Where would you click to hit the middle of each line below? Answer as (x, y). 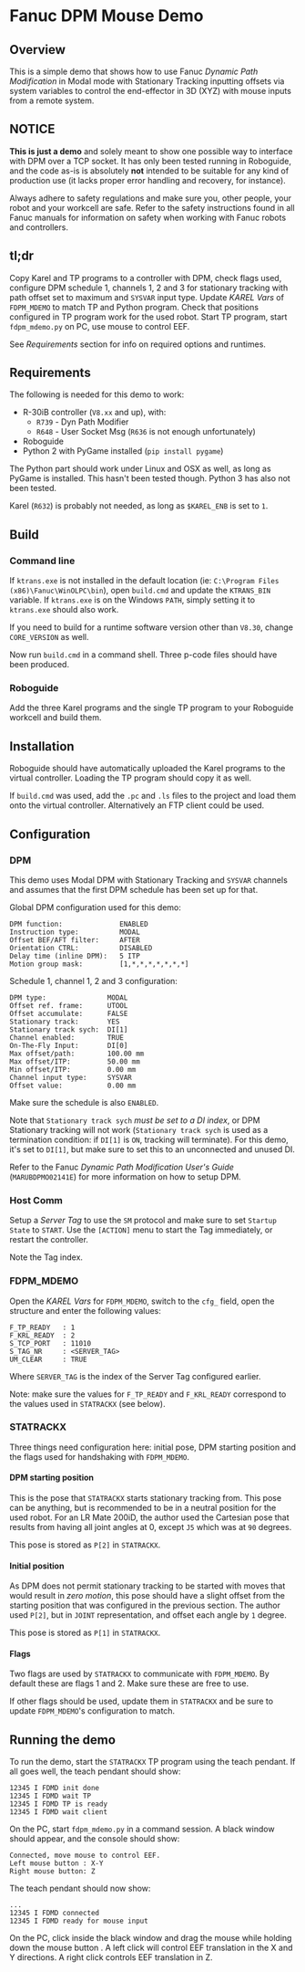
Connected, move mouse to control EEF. (85, 1856)
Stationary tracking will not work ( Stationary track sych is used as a (139, 1129)
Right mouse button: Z (52, 1872)
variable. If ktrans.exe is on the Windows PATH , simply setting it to (132, 600)
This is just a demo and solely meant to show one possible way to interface (151, 151)
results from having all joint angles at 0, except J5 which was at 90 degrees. (151, 1527)
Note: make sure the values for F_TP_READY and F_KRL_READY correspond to (148, 1394)
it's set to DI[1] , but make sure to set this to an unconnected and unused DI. (152, 1149)
